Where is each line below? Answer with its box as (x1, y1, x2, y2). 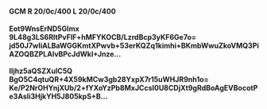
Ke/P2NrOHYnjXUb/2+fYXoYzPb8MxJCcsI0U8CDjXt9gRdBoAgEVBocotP (9, 84, 258, 93)
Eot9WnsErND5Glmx (9, 24, 80, 33)
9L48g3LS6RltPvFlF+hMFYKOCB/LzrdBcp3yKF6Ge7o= (9, 33, 197, 42)
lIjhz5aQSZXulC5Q (9, 66, 73, 76)
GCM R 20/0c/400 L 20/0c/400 (9, 6, 116, 16)
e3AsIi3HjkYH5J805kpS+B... (9, 91, 108, 101)
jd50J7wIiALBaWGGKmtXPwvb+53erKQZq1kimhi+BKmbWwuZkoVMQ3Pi (9, 41, 259, 51)
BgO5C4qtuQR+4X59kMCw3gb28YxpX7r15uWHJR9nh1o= (9, 75, 209, 84)
